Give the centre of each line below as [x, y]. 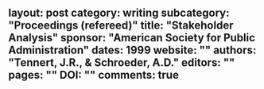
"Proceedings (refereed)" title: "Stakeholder [121, 26]
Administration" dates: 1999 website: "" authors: [132, 50]
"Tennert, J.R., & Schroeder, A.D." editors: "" [122, 63]
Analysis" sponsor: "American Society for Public [132, 38]
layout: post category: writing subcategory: [119, 13]
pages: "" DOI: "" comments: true [93, 75]
